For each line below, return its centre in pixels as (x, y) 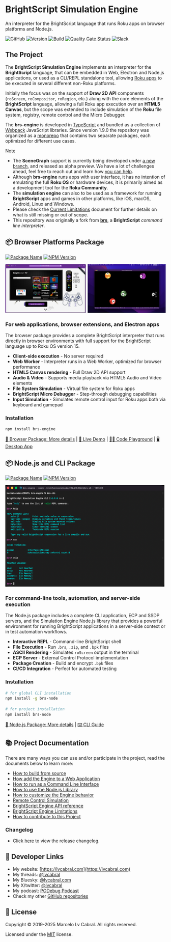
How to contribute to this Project (47, 816)
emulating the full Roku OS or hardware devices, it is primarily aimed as (88, 182)
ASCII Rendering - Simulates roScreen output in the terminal (76, 652)
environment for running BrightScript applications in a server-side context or (85, 626)
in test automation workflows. (36, 632)
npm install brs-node (28, 715)
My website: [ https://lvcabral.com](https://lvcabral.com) (72, 869)
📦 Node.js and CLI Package (50, 463)
